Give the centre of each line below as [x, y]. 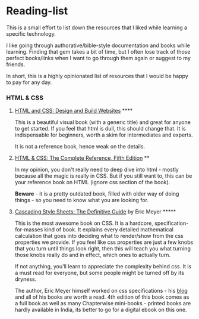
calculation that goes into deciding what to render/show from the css [99, 236]
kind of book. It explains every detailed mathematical [109, 230]
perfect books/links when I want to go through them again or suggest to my [99, 58]
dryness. [26, 279]
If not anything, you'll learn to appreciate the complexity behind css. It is [103, 267]
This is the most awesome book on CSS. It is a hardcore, [84, 223]
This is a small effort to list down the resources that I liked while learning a [97, 27]
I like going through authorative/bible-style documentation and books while [98, 45]
